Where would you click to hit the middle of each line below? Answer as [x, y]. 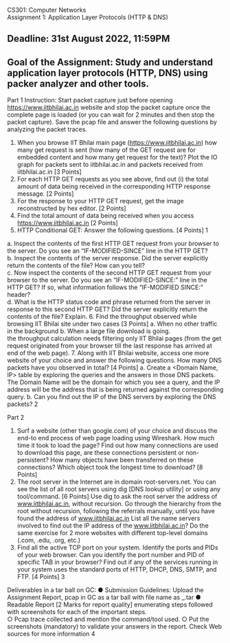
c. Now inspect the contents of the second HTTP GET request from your [109, 273]
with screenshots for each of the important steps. [77, 612]
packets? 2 [23, 404]
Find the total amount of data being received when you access [105, 216]
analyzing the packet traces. [47, 129]
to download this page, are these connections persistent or [100, 453]
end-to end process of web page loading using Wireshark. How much [116, 438]
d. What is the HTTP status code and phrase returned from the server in [109, 302]
